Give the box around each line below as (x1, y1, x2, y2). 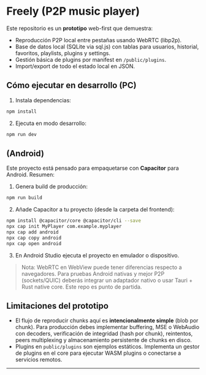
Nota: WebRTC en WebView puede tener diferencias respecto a (21, 263, 182, 271)
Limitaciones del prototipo (6, 300, 109, 311)
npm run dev (6, 131, 37, 137)
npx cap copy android (6, 235, 62, 241)
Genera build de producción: (15, 183, 88, 191)
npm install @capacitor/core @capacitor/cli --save (6, 218, 141, 224)
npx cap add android (6, 229, 59, 235)
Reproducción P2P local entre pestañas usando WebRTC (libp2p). (15, 36, 182, 44)
